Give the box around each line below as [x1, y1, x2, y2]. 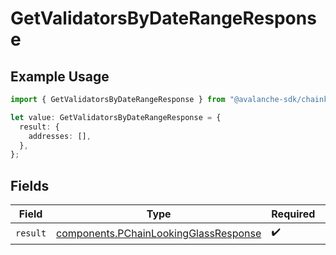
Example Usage [10, 68, 110, 85]
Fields [10, 177, 50, 194]
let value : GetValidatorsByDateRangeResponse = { [10, 112, 222, 122]
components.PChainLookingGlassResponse [56, 226, 262, 240]
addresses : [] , [28, 131, 92, 141]
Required [271, 207, 316, 221]
